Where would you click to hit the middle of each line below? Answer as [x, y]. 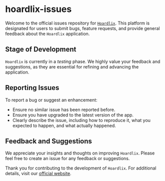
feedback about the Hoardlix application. [47, 33]
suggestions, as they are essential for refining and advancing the [72, 66]
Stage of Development [41, 49]
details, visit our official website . [38, 173]
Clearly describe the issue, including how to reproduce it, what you [81, 120]
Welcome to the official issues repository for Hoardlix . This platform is [77, 23]
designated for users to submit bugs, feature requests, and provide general [82, 28]
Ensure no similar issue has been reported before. [64, 109]
